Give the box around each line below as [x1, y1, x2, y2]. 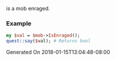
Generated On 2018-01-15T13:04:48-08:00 [6, 49, 110, 56]
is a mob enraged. [6, 5, 50, 12]
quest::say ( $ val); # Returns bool [6, 38, 91, 44]
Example [6, 19, 32, 27]
